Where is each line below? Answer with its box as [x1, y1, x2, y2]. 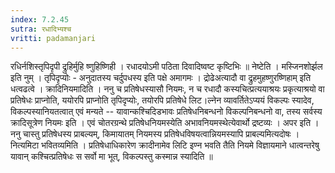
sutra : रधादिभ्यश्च [10, 24, 72, 34]
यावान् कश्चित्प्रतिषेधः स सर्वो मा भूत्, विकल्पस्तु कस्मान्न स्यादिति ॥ [10, 151, 213, 163]
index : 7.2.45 [10, 14, 70, 25]
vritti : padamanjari [10, 33, 97, 43]
